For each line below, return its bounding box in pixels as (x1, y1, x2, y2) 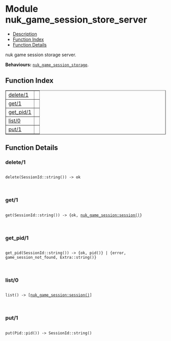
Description (12, 31, 37, 37)
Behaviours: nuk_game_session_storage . (5, 61, 89, 67)
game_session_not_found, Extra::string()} (5, 255, 97, 260)
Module (5, 3, 38, 15)
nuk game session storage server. (5, 52, 76, 58)
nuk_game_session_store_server (5, 14, 148, 26)
